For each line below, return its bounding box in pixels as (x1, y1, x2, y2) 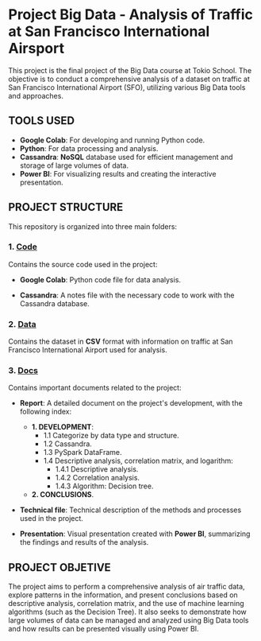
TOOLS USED (8, 114, 75, 128)
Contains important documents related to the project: (8, 383, 182, 393)
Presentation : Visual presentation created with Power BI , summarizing (19, 529, 251, 538)
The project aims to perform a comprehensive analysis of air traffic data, (8, 582, 245, 592)
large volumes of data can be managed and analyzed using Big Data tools (8, 616, 249, 625)
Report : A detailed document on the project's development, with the (19, 398, 244, 408)
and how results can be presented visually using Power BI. (8, 624, 200, 634)
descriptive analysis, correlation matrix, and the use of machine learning (8, 599, 244, 608)
